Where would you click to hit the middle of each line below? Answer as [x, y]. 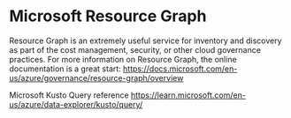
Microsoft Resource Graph [108, 16]
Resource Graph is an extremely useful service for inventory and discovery [145, 41]
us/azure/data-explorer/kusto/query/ [76, 104]
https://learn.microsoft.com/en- [188, 95]
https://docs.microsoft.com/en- [180, 69]
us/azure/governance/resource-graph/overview [96, 77]
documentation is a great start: [65, 69]
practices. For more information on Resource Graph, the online [123, 59]
